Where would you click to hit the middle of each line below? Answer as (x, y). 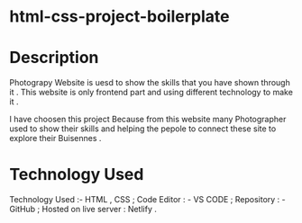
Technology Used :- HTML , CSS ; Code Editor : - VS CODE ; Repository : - (147, 200)
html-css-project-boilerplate (119, 17)
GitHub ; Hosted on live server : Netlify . (83, 210)
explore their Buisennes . (55, 138)
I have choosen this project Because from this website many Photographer (148, 120)
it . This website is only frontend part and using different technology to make (151, 93)
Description (54, 58)
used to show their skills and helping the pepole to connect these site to (143, 129)
